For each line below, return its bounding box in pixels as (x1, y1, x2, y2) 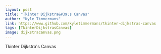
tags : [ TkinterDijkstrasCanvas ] (5, 26, 72, 30)
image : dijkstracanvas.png (5, 30, 61, 35)
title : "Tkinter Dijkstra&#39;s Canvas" (5, 12, 90, 17)
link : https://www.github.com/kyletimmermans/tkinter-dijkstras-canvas (5, 21, 156, 26)
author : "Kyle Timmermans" (5, 16, 61, 21)
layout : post (5, 7, 32, 12)
